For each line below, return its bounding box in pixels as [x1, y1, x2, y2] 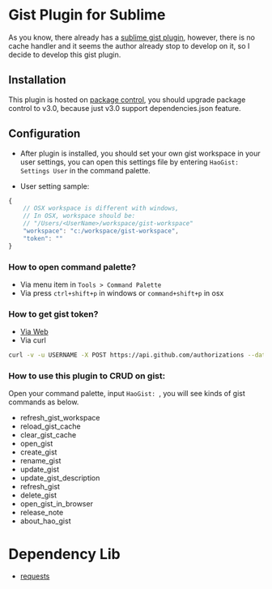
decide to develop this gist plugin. [8, 49, 121, 59]
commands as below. [8, 397, 79, 407]
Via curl [19, 335, 46, 345]
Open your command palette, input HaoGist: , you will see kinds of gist [8, 389, 245, 399]
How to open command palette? [8, 261, 136, 272]
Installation [8, 73, 66, 87]
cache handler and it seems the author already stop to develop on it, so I [8, 41, 250, 50]
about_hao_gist [19, 516, 71, 526]
